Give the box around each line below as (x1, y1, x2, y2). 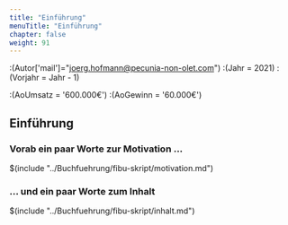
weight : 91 (9, 38, 50, 48)
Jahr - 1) (48, 73, 80, 83)
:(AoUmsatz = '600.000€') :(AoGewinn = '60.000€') (9, 90, 202, 100)
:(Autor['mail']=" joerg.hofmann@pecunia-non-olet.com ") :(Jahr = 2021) (9, 63, 275, 74)
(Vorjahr (9, 73, 40, 83)
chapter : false (9, 30, 67, 39)
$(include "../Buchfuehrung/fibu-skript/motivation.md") (9, 162, 214, 173)
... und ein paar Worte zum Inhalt (9, 185, 156, 197)
